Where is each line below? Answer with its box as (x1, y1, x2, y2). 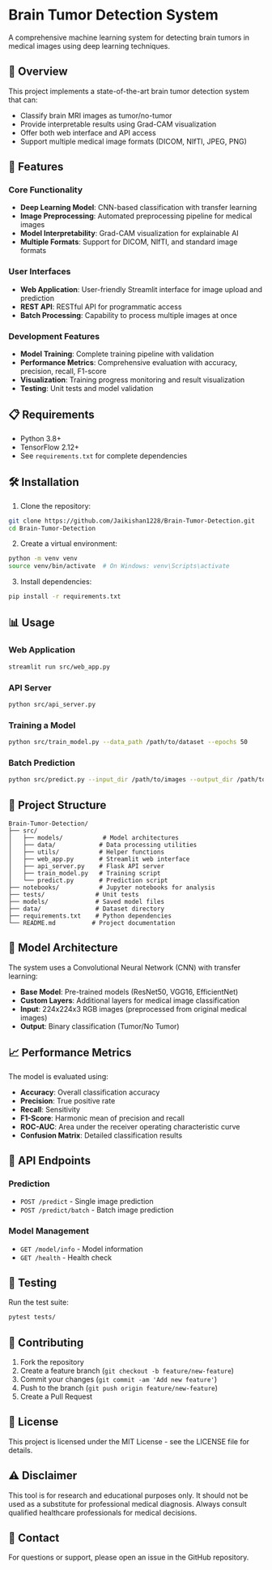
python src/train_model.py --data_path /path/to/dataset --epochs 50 (8, 738, 249, 746)
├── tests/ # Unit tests (8, 890, 139, 898)
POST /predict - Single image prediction (19, 1197, 154, 1207)
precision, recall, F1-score (19, 367, 107, 376)
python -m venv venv (8, 554, 79, 563)
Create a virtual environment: (19, 539, 117, 548)
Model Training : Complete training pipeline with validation (19, 349, 215, 359)
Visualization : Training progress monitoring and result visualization (19, 375, 245, 385)
